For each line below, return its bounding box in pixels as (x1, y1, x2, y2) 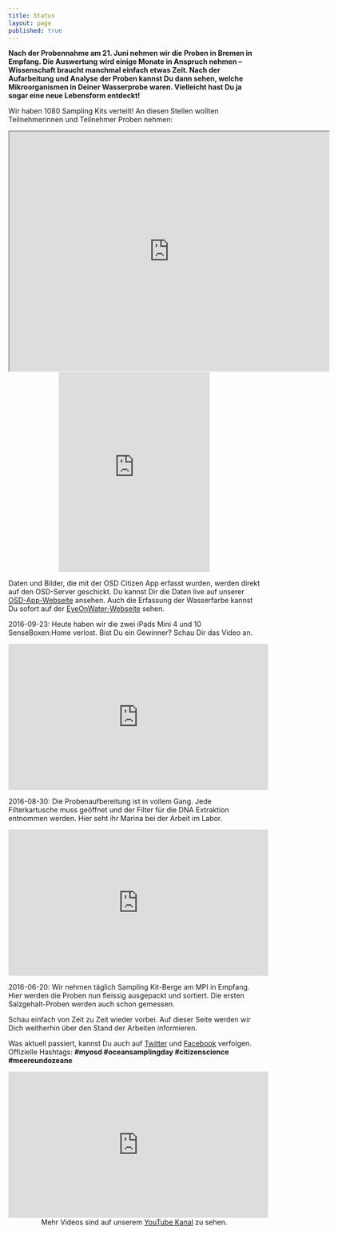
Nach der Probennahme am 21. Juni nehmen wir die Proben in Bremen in (8, 49, 253, 58)
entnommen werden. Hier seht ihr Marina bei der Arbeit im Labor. (8, 814, 223, 823)
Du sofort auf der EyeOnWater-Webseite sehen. (8, 604, 165, 613)
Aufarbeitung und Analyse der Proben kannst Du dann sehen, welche (8, 73, 244, 84)
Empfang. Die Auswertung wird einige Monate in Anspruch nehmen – (8, 57, 242, 66)
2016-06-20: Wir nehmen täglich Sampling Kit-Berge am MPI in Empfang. (8, 982, 250, 992)
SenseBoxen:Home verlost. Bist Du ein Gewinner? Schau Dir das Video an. (8, 628, 253, 637)
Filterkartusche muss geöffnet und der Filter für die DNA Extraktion (8, 805, 229, 815)
